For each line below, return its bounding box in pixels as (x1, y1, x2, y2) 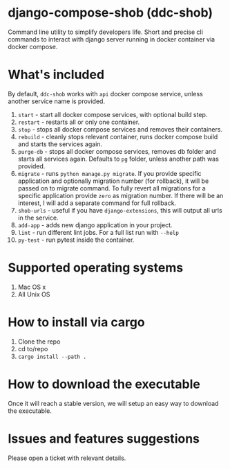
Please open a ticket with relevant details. (8, 454, 126, 462)
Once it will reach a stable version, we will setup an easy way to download (8, 399, 219, 407)
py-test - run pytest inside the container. (17, 236, 135, 244)
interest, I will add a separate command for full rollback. (17, 199, 177, 207)
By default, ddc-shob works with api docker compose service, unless (8, 89, 203, 98)
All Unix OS (17, 290, 50, 299)
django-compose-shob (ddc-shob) (8, 5, 213, 21)
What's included (8, 67, 105, 82)
